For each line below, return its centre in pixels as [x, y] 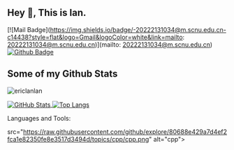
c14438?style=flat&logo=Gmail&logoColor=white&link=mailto [95, 37]
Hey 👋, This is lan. [47, 13]
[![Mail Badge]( [29, 29]
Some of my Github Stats [63, 74]
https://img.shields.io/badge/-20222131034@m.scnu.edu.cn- [138, 29]
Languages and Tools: [39, 119]
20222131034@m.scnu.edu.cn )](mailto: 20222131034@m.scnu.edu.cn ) [110, 44]
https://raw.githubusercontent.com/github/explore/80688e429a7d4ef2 [125, 132]
